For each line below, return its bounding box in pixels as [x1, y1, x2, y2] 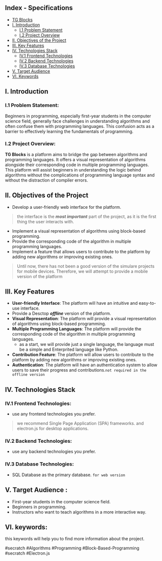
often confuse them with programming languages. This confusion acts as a [5, 123, 155, 129]
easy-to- [138, 300, 156, 306]
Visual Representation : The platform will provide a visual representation [12, 316, 156, 322]
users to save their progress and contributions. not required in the [12, 367, 147, 373]
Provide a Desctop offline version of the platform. [12, 311, 111, 316]
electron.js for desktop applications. [16, 426, 88, 432]
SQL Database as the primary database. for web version [12, 472, 126, 478]
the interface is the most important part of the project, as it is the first [16, 213, 157, 219]
